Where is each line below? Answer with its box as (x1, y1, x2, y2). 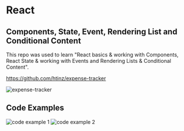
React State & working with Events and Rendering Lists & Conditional (6, 58, 171, 64)
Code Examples (6, 103, 64, 113)
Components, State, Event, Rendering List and (6, 27, 178, 37)
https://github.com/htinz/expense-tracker (6, 75, 106, 82)
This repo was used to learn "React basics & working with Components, (6, 51, 179, 58)
